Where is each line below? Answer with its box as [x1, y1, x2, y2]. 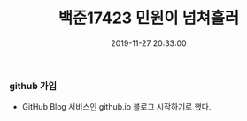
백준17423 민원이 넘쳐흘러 [58, 8, 240, 28]
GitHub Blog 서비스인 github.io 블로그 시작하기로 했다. [21, 102, 212, 112]
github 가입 [9, 79, 58, 92]
